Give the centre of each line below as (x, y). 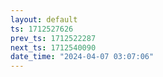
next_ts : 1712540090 (53, 47)
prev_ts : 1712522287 (53, 38)
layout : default (44, 19)
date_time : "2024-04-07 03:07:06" (82, 57)
